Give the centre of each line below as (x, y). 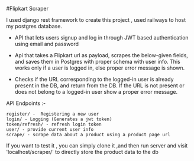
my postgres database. (34, 26)
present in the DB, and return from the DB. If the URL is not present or (99, 86)
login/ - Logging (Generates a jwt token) (59, 119)
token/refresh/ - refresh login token (54, 124)
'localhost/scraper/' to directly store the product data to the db (82, 152)
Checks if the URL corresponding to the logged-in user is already (94, 79)
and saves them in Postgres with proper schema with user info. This (97, 62)
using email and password (46, 44)
